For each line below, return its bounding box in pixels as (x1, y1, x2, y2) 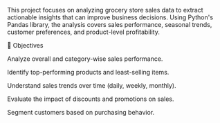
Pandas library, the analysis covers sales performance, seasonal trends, (7, 21, 212, 28)
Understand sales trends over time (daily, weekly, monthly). (7, 82, 176, 89)
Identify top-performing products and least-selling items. (7, 68, 169, 76)
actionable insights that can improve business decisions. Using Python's (7, 13, 213, 21)
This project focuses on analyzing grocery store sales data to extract (7, 6, 203, 14)
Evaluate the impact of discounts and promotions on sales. (7, 95, 174, 103)
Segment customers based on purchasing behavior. (7, 108, 155, 116)
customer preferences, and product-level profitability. (7, 28, 161, 36)
